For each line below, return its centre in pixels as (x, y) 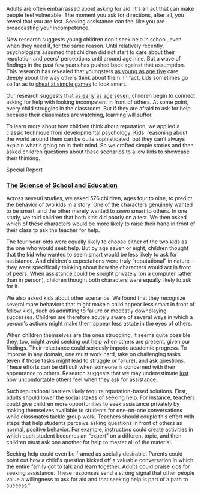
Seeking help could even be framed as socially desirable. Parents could (94, 454)
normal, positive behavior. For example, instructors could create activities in (100, 430)
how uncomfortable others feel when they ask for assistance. (82, 379)
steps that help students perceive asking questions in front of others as (94, 423)
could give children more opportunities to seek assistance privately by (93, 404)
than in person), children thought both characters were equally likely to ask (99, 280)
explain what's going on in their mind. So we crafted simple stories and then (100, 145)
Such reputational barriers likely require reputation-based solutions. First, (97, 391)
